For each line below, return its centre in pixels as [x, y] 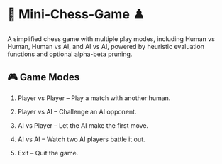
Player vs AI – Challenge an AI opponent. [77, 111]
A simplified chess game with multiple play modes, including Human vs [111, 39]
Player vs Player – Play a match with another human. [94, 98]
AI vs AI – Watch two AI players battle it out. [81, 139]
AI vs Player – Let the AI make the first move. [83, 125]
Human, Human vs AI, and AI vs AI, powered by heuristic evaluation [106, 46]
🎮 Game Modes [44, 77]
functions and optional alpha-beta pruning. [70, 54]
